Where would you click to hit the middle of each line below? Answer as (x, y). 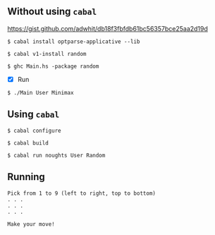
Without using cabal (52, 12)
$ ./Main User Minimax (41, 92)
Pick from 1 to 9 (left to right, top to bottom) (82, 193)
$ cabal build (28, 143)
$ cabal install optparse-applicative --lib (74, 42)
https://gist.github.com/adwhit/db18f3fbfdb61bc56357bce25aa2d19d (107, 28)
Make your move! (31, 224)
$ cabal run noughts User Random (56, 155)
